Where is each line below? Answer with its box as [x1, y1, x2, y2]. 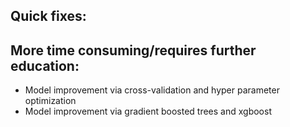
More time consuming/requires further [10, 42, 257, 59]
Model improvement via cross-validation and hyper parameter [24, 84, 280, 96]
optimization [24, 95, 77, 107]
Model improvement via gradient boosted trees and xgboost [24, 105, 272, 118]
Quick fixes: [10, 8, 87, 25]
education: [10, 57, 80, 74]
